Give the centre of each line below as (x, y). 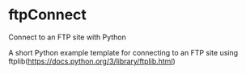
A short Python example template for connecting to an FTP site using (123, 52)
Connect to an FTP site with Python (68, 37)
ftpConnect (48, 15)
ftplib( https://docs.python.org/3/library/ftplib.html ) (92, 61)
